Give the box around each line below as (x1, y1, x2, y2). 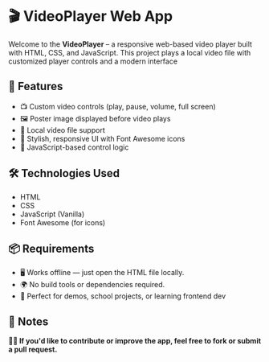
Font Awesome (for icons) (19, 217, 106, 227)
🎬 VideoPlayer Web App (8, 7, 173, 26)
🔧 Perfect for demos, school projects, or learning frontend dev (19, 291, 226, 301)
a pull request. (8, 344, 58, 355)
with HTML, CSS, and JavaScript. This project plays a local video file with (8, 47, 251, 57)
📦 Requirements (8, 241, 95, 255)
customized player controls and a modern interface (8, 56, 178, 66)
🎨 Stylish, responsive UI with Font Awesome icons (19, 134, 185, 143)
